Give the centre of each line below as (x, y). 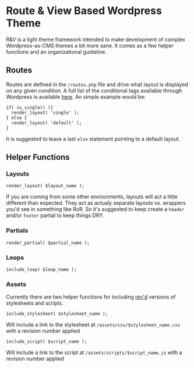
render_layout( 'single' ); (45, 112)
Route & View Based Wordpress (84, 11)
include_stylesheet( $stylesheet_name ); (57, 314)
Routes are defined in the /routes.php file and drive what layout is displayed (97, 84)
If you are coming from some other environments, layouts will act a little (92, 197)
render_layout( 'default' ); (47, 123)
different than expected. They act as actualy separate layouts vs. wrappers (96, 203)
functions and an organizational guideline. (56, 51)
